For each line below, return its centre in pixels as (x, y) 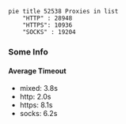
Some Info (29, 51)
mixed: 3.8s (38, 88)
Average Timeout (37, 70)
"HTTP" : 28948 (48, 18)
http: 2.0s (35, 97)
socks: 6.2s (38, 114)
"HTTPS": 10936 (48, 25)
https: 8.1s (36, 105)
